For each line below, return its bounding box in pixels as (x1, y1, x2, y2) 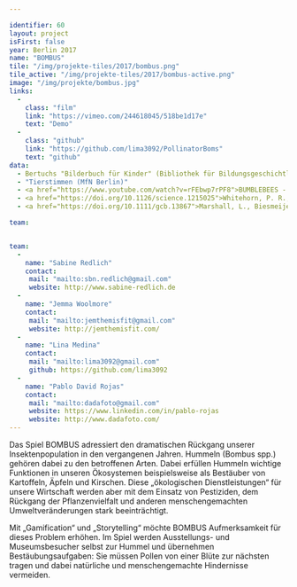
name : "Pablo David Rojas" (25, 382, 125, 391)
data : (9, 160, 29, 169)
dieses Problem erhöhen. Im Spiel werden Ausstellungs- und (9, 532, 230, 542)
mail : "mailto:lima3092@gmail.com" (28, 357, 161, 366)
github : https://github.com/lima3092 (28, 365, 168, 374)
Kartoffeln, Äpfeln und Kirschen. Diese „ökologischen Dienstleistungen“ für (9, 477, 282, 488)
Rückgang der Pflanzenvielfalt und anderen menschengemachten (9, 496, 248, 506)
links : (9, 86, 34, 96)
